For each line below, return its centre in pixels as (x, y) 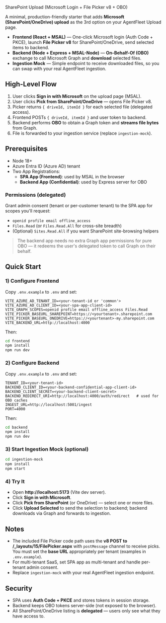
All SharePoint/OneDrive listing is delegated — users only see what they (86, 611)
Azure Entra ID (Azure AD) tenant (46, 166)
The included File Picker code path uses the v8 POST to (70, 541)
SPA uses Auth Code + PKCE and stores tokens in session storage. (81, 600)
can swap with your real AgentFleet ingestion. (59, 69)
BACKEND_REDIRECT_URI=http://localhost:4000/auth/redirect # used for (82, 396)
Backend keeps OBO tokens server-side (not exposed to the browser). (84, 605)
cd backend (16, 427)
